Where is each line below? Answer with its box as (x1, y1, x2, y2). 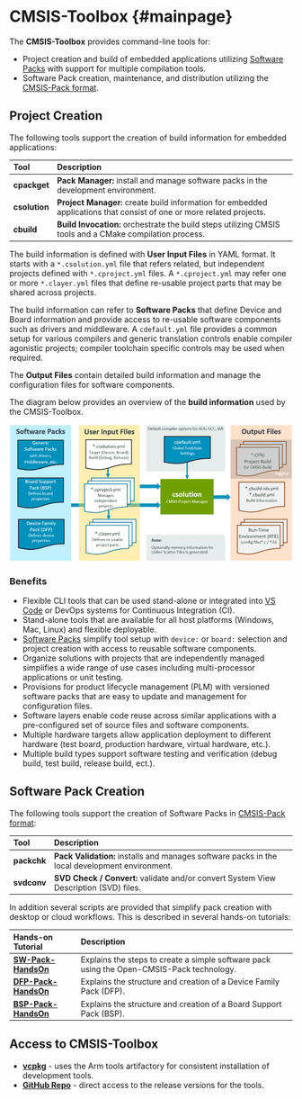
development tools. (22, 1069, 94, 1081)
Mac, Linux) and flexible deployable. (22, 624, 157, 635)
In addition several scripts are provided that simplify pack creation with (9, 902, 272, 913)
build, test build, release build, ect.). (22, 758, 155, 769)
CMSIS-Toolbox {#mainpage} (9, 6, 234, 27)
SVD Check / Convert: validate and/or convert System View (53, 872, 277, 883)
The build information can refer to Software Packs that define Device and (9, 304, 282, 315)
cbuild (13, 223, 38, 235)
